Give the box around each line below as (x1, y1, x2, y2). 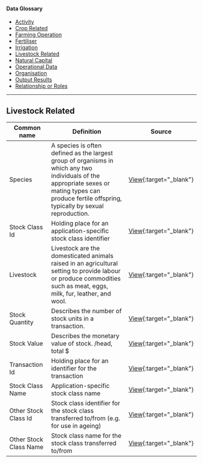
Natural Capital (14, 57, 53, 64)
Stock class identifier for (51, 399, 121, 407)
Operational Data (14, 63, 57, 71)
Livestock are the (51, 244, 100, 253)
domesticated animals (51, 251, 114, 260)
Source (150, 128, 172, 136)
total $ (51, 347, 69, 355)
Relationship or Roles (14, 82, 68, 90)
